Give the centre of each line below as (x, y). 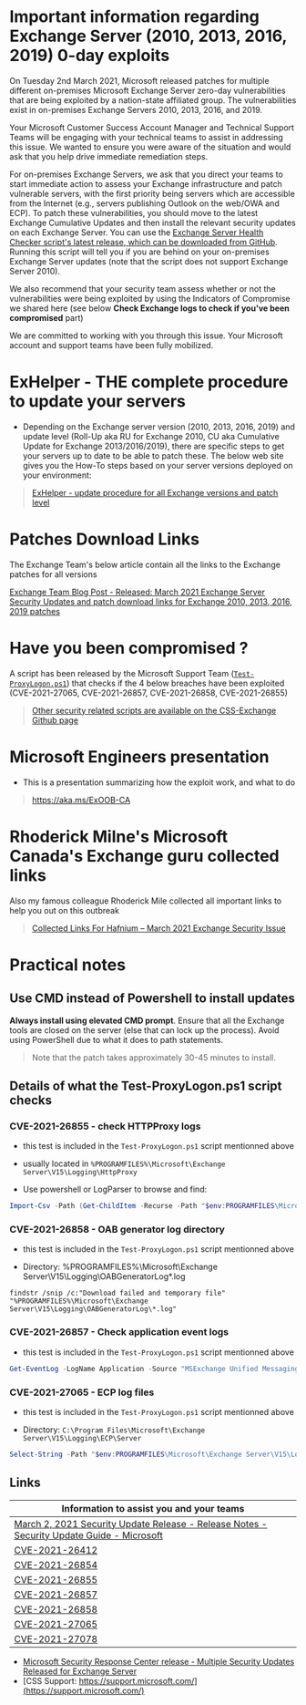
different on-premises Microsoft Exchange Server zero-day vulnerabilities (148, 90)
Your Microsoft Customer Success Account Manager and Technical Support (152, 127)
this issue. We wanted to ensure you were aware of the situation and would (150, 147)
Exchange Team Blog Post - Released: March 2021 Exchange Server (138, 592)
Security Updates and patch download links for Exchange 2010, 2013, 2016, (151, 601)
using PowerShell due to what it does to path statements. (117, 1039)
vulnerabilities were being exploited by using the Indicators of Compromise (150, 298)
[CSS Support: (50, 1680)
